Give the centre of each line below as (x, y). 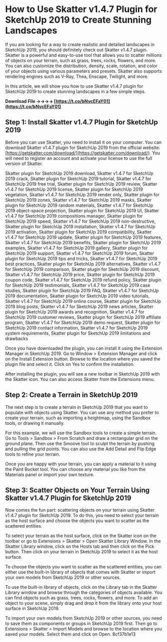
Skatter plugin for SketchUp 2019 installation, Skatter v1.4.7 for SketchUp (80, 226)
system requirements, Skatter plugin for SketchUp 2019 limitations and (78, 333)
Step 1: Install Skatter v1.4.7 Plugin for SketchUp (82, 122)
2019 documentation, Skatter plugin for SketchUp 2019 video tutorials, (77, 296)
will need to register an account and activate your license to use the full (79, 158)
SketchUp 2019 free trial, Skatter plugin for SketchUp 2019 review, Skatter (81, 184)
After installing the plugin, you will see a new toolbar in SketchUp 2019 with (82, 374)
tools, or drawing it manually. (35, 423)
